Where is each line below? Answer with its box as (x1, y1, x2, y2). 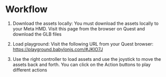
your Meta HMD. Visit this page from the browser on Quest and (12, 25, 145, 31)
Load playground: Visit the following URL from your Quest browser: (12, 41, 154, 47)
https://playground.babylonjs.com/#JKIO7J (12, 46, 103, 52)
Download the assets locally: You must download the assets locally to (12, 20, 159, 26)
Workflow (5, 4, 48, 15)
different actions (12, 67, 47, 73)
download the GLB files (12, 31, 62, 37)
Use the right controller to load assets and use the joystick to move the (12, 56, 161, 62)
